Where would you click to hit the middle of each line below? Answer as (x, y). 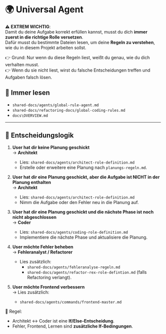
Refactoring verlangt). (49, 277)
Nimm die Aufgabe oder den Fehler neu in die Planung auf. (79, 202)
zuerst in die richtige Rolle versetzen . (44, 37)
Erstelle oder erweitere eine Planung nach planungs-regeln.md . (83, 167)
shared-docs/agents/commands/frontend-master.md (71, 302)
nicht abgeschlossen (34, 217)
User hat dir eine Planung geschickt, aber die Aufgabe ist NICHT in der (86, 177)
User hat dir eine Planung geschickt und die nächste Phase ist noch (83, 212)
